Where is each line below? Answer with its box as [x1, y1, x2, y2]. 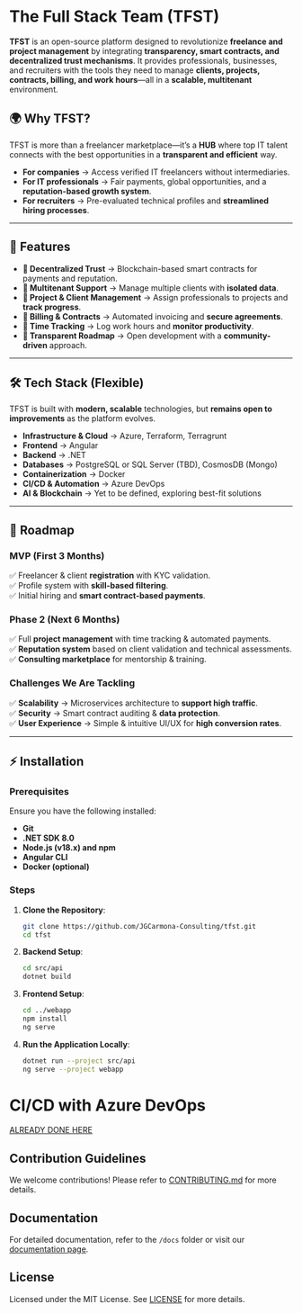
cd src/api [22, 964, 64, 973]
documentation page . [9, 1244, 89, 1255]
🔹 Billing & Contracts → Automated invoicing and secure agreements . [22, 310, 283, 321]
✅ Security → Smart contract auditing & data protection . [9, 707, 220, 718]
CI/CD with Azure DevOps [9, 1095, 207, 1115]
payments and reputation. [22, 273, 119, 283]
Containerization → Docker [22, 469, 126, 480]
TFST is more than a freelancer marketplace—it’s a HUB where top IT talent [9, 139, 289, 150]
